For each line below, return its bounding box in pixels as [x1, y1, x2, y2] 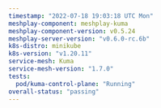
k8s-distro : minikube [8, 42, 82, 50]
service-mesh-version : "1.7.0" [8, 65, 114, 73]
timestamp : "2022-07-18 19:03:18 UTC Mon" [8, 11, 154, 20]
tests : [8, 72, 31, 80]
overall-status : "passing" [8, 87, 100, 96]
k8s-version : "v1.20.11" [8, 50, 92, 58]
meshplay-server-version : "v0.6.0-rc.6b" [8, 34, 150, 43]
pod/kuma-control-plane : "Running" [15, 80, 136, 88]
